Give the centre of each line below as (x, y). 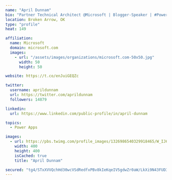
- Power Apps (24, 128)
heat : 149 (16, 29)
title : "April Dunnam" (39, 161)
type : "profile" (23, 24)
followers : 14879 (28, 99)
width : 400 (26, 146)
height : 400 (27, 151)
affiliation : (19, 38)
